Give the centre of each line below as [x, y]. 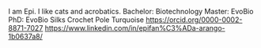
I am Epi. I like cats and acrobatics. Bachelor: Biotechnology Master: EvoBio [131, 11]
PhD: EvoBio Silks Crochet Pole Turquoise [76, 20]
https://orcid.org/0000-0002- [194, 20]
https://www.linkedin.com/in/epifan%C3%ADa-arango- [135, 28]
